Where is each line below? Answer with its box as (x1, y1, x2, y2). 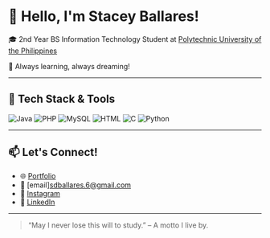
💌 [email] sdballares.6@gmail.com (19, 180, 131, 190)
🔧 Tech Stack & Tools (8, 92, 115, 106)
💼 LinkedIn (19, 197, 55, 207)
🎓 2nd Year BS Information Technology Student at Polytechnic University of (8, 34, 262, 43)
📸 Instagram (19, 188, 60, 198)
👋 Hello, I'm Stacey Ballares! (8, 7, 199, 26)
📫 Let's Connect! (8, 146, 98, 159)
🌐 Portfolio (19, 170, 56, 180)
